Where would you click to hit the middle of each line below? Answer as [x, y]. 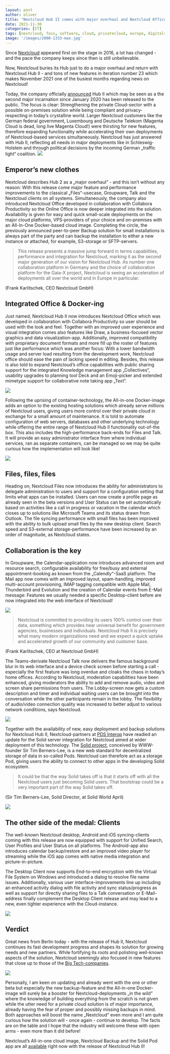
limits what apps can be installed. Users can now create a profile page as [81, 497]
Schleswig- [142, 142]
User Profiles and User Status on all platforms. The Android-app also [77, 846]
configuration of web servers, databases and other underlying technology [82, 421]
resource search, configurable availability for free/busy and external [76, 568]
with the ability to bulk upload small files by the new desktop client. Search [83, 524]
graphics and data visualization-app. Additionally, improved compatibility [81, 337]
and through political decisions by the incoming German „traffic [90, 148]
